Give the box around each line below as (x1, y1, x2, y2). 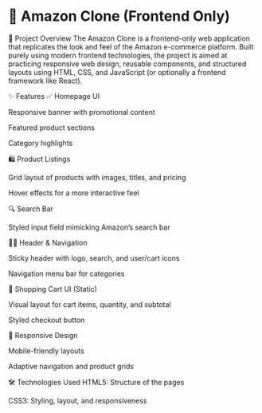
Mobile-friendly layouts (8, 346, 85, 356)
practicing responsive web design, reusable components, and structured (8, 59, 247, 69)
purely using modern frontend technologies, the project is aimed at (8, 50, 228, 60)
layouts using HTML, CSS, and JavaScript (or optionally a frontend (8, 67, 226, 77)
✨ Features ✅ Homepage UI (8, 91, 100, 100)
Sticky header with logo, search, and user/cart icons (8, 253, 180, 262)
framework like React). (8, 76, 83, 85)
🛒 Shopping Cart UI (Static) (8, 284, 97, 293)
